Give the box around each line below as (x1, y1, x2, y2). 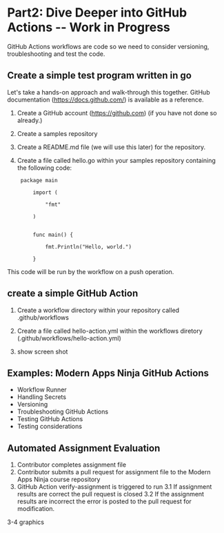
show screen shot (17, 347, 68, 356)
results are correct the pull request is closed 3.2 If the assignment (17, 490, 205, 498)
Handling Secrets (17, 393, 67, 401)
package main (20, 177, 58, 184)
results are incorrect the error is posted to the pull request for (17, 497, 192, 505)
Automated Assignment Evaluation (7, 442, 161, 454)
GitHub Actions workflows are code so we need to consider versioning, (7, 42, 210, 50)
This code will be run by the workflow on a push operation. (7, 267, 174, 275)
